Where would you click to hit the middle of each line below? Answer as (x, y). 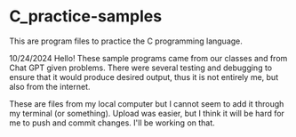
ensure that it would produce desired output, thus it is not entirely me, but (144, 77)
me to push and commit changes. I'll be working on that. (112, 123)
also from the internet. (50, 86)
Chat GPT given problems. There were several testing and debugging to (141, 68)
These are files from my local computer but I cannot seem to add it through (147, 103)
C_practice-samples (86, 16)
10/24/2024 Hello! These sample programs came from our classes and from (148, 58)
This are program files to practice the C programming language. (126, 41)
